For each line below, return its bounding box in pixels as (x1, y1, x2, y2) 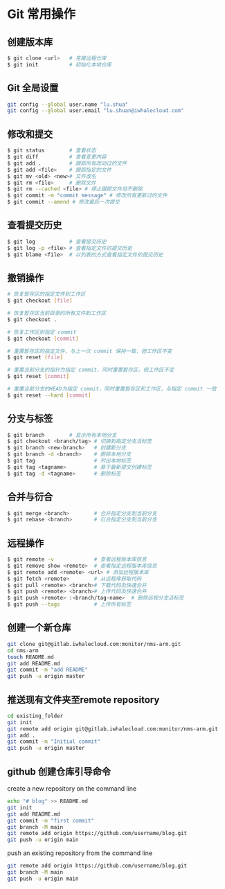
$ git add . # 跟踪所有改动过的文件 (7, 160, 127, 167)
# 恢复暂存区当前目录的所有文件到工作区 (7, 309, 107, 316)
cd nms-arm (7, 647, 39, 654)
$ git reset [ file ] (7, 354, 64, 361)
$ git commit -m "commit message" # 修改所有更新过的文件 (7, 192, 168, 199)
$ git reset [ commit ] (7, 373, 70, 380)
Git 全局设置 (7, 82, 59, 94)
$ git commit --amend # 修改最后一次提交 (7, 199, 120, 206)
